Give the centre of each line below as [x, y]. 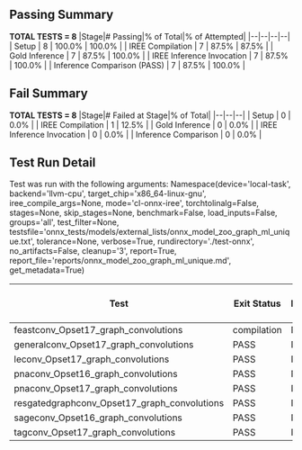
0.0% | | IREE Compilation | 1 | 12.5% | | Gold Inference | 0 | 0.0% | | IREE [143, 124]
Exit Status [257, 303]
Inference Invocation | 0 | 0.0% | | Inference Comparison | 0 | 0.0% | [136, 134]
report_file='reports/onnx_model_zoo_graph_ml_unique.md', [120, 261]
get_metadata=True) [47, 270]
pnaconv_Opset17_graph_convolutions [96, 389]
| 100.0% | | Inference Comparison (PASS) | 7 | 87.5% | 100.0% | [127, 65]
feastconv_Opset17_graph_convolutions [98, 330]
